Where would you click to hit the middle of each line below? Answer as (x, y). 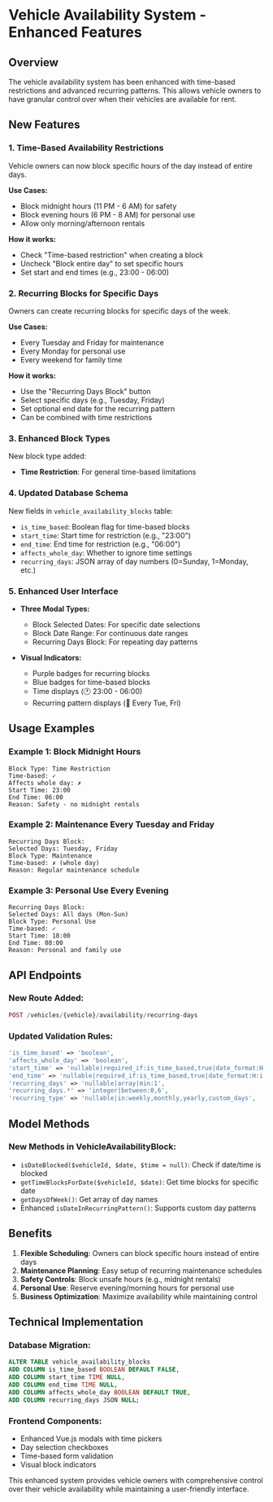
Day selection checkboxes (64, 1447)
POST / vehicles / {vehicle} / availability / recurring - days (103, 1015)
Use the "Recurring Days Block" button (86, 391)
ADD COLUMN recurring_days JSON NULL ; (74, 1400)
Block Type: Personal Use (52, 922)
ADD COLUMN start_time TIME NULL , (67, 1377)
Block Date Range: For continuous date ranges (110, 633)
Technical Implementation (76, 1322)
